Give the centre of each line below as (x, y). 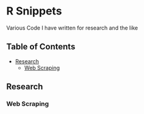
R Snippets (34, 11)
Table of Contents (41, 47)
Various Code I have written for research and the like (72, 28)
